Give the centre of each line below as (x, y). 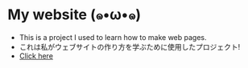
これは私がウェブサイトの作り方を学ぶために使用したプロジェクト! (130, 46)
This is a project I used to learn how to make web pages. (113, 37)
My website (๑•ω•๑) (74, 15)
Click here (36, 56)
